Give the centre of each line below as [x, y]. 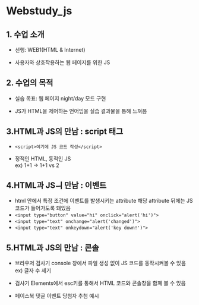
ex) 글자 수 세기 [33, 271]
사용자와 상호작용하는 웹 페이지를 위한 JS [62, 62]
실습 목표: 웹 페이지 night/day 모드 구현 [60, 98]
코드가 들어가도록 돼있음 [43, 208]
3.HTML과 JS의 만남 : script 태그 [65, 132]
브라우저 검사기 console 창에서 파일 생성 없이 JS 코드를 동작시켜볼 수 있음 [100, 263]
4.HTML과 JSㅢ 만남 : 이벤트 [56, 185]
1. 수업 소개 [25, 34]
